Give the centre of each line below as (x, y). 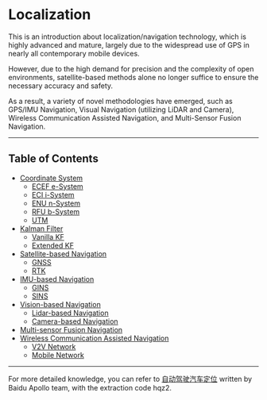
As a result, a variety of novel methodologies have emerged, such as (120, 101)
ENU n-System (56, 203)
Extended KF (52, 245)
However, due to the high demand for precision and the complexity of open (131, 68)
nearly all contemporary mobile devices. (74, 53)
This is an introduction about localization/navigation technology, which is (127, 37)
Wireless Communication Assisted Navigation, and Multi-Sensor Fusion (125, 117)
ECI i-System (53, 194)
